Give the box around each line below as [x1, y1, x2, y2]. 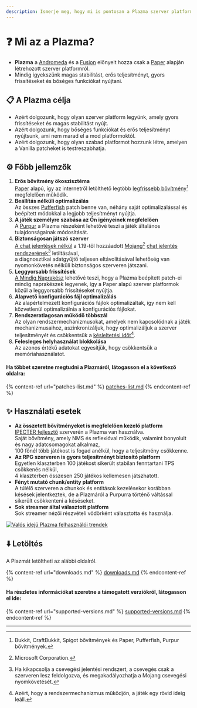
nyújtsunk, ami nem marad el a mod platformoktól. [14, 132, 136, 139]
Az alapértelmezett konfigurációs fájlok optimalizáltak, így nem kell [14, 300, 176, 307]
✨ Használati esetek [6, 407, 81, 417]
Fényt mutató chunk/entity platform [14, 478, 104, 486]
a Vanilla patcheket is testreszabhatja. [14, 145, 107, 152]
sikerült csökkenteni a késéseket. [14, 497, 95, 504]
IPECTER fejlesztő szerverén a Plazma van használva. [14, 428, 145, 436]
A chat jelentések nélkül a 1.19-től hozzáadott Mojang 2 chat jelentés [14, 241, 178, 249]
